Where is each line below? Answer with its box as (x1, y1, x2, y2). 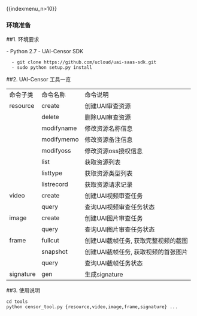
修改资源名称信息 (84, 124, 133, 133)
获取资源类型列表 (84, 169, 133, 178)
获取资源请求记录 (84, 181, 133, 189)
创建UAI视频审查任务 (84, 192, 143, 200)
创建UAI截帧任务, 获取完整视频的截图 (84, 236, 189, 245)
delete (41, 113, 60, 121)
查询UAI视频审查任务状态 (84, 203, 155, 211)
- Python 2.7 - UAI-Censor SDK (6, 48, 84, 55)
